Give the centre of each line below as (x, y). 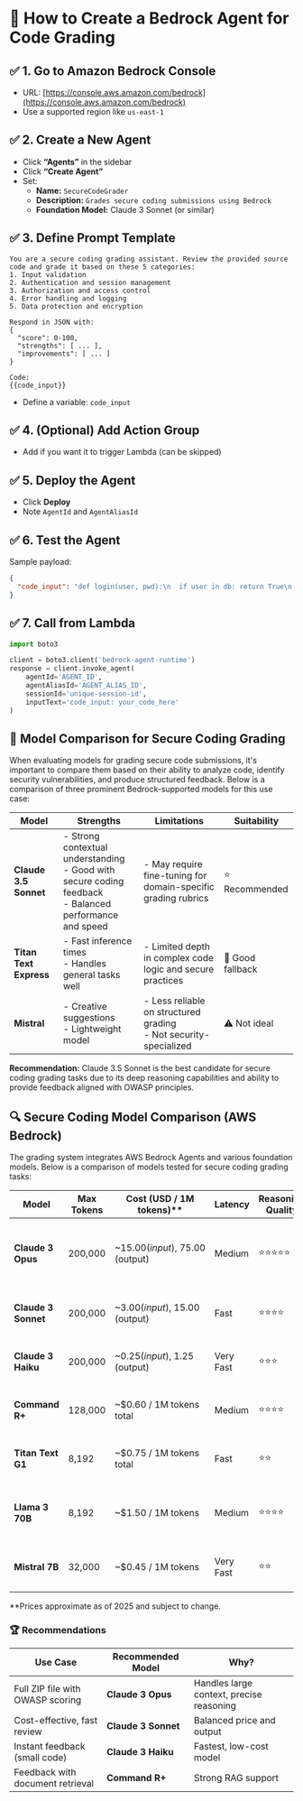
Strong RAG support (236, 1778)
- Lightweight (92, 1030)
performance (91, 915)
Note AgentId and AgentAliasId (80, 512)
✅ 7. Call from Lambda (73, 623)
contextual (85, 847)
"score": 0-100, (48, 337)
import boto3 (34, 644)
